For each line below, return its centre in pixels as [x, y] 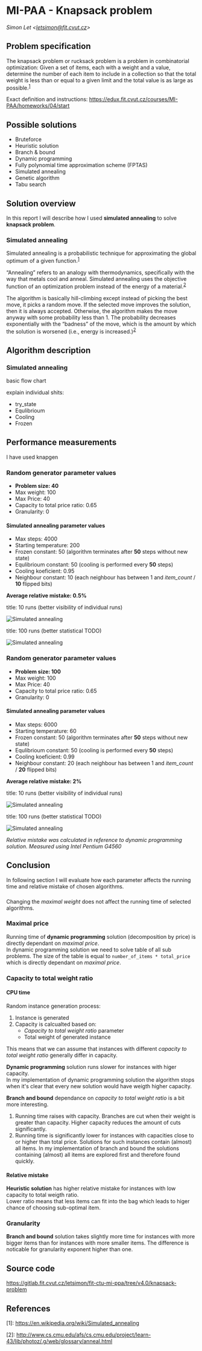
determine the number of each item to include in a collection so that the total [101, 74]
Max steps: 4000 [36, 539]
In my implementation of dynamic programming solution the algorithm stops [100, 1080]
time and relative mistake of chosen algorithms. [65, 886]
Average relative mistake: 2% [44, 781]
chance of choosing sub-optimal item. [54, 1208]
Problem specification [49, 46]
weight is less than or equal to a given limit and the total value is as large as [100, 80]
